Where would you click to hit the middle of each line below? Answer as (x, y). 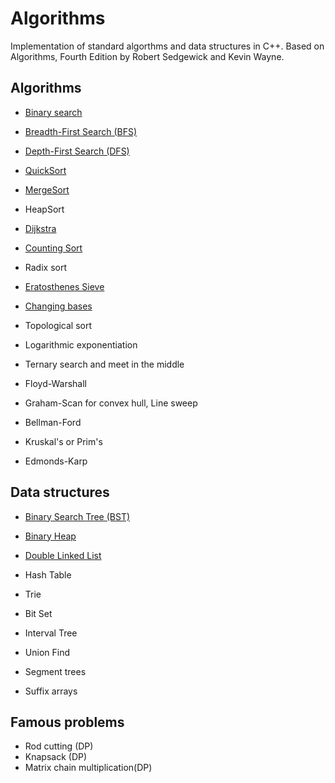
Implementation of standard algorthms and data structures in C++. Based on (167, 46)
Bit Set (38, 613)
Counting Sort (53, 248)
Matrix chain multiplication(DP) (88, 768)
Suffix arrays (51, 691)
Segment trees (55, 671)
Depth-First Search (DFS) (77, 151)
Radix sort (45, 267)
